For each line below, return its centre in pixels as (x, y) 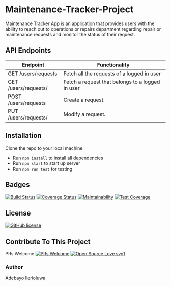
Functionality (113, 65)
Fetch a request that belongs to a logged (112, 82)
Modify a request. (84, 114)
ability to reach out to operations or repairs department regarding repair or (83, 29)
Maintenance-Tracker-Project (69, 9)
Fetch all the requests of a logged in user (112, 74)
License (18, 213)
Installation (23, 136)
